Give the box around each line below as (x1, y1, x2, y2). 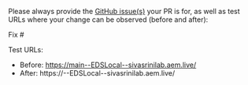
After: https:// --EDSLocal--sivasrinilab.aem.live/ (19, 69, 176, 77)
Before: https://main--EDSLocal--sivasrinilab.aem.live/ (19, 60, 197, 69)
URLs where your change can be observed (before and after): (8, 15, 209, 24)
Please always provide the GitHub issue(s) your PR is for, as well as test (8, 7, 240, 16)
